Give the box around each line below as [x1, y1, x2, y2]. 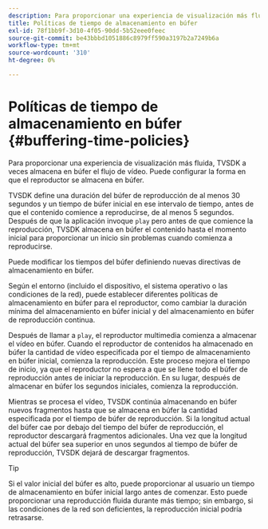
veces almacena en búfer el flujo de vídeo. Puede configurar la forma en [8, 166, 246, 176]
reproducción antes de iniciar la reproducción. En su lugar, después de [8, 372, 241, 382]
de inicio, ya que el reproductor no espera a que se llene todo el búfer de [8, 364, 249, 374]
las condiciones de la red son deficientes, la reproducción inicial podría [8, 504, 242, 514]
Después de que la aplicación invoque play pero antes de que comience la [8, 216, 254, 225]
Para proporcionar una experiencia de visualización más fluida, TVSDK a [8, 157, 246, 168]
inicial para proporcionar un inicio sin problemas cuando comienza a [8, 233, 233, 242]
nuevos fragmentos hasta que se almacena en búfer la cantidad [8, 405, 218, 415]
